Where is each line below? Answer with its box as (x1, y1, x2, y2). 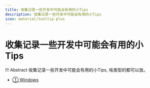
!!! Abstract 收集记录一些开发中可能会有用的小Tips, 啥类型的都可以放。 (5, 67, 148, 73)
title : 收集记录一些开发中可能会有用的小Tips (5, 7, 89, 12)
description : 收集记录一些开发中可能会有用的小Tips (5, 12, 102, 17)
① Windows (12, 77, 39, 83)
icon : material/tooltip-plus (5, 16, 65, 21)
